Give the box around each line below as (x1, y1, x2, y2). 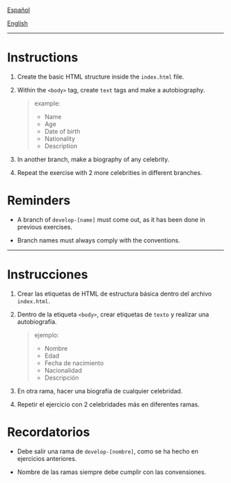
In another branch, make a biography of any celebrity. (16, 155, 170, 163)
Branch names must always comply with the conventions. (16, 236, 181, 244)
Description (44, 141, 78, 150)
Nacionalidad (44, 366, 82, 374)
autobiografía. (16, 317, 57, 326)
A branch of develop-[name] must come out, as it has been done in (16, 215, 206, 223)
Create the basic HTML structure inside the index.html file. (16, 72, 184, 81)
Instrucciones (7, 267, 88, 282)
